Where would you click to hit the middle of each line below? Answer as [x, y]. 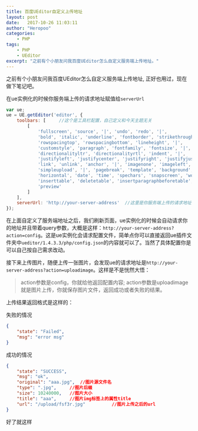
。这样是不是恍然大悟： [122, 270]
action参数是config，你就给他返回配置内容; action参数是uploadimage [104, 283]
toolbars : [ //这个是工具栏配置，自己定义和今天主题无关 [84, 121]
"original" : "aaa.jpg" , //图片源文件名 [64, 382]
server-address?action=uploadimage [50, 270]
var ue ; [16, 110]
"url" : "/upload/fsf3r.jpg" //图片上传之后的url [86, 404]
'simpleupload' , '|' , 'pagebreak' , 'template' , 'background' [114, 170]
